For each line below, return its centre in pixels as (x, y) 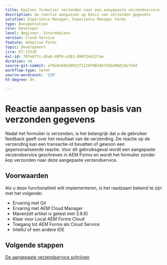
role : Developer (22, 29)
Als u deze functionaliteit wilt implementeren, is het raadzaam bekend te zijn (84, 188)
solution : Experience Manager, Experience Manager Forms (66, 19)
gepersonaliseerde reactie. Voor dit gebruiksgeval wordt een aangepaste (80, 149)
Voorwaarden (27, 176)
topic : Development (25, 47)
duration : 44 (19, 61)
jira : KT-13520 (21, 52)
